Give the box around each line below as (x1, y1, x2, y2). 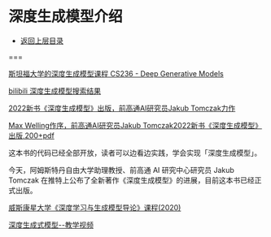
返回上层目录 (20, 36, 63, 45)
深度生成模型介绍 (8, 7, 124, 26)
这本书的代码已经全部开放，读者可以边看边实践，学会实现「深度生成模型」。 (8, 148, 262, 157)
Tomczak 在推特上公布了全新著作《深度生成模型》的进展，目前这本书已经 (8, 175, 255, 185)
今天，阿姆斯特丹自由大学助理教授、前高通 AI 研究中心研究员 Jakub (8, 165, 234, 175)
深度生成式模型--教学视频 (8, 220, 94, 230)
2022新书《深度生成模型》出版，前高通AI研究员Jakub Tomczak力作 (8, 103, 236, 113)
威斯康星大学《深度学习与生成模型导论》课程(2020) (8, 202, 181, 212)
